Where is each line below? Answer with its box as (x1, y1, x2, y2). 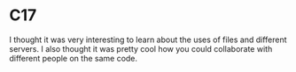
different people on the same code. (9, 53, 138, 63)
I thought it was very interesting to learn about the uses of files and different (9, 34, 287, 45)
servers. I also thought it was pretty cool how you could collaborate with (9, 43, 273, 54)
